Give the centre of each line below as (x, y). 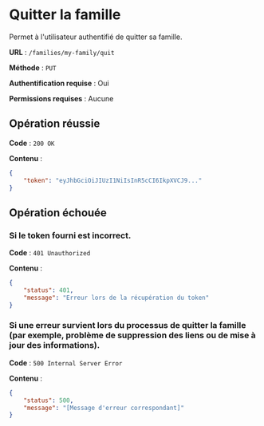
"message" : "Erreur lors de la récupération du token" (116, 298)
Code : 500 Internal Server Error (66, 363)
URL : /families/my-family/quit (62, 52)
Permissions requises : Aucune (61, 98)
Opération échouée (58, 213)
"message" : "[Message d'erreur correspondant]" (104, 408)
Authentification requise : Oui (59, 83)
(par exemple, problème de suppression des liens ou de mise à (132, 335)
